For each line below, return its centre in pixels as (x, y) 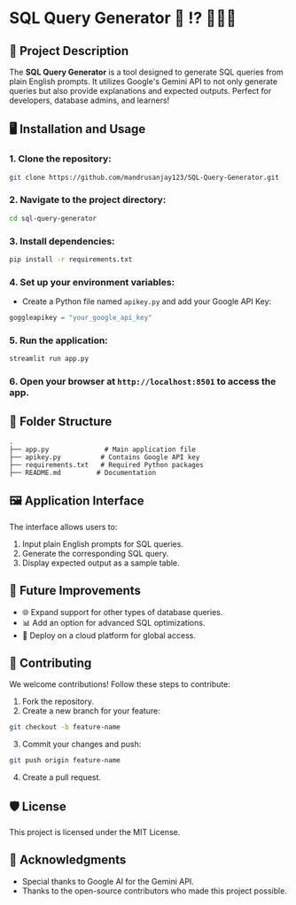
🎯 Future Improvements (75, 591)
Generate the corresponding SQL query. (95, 553)
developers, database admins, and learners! (90, 100)
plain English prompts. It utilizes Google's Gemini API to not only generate (143, 82)
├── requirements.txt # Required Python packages (106, 464)
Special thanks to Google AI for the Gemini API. (108, 881)
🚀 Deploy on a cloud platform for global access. (109, 635)
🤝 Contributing (51, 663)
